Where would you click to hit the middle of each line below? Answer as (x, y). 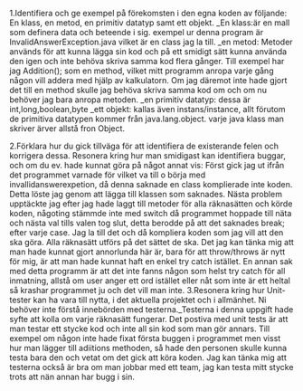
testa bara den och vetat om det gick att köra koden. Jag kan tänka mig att (148, 358)
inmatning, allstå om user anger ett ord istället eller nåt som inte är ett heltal (150, 281)
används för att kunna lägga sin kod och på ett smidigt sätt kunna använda (148, 52)
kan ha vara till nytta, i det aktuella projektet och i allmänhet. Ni (150, 300)
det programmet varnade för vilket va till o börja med (108, 175)
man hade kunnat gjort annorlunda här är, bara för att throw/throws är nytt (147, 252)
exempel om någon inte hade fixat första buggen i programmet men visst (145, 338)
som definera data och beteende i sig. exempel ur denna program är (137, 32)
